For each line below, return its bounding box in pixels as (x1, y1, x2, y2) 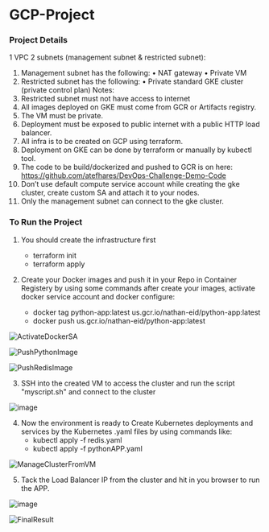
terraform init (32, 250, 77, 260)
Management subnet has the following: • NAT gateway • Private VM (20, 68, 247, 78)
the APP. (20, 483, 50, 493)
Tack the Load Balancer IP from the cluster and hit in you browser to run (20, 475, 260, 485)
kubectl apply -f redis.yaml (32, 435, 122, 444)
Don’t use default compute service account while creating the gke (20, 179, 240, 189)
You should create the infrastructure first (20, 235, 156, 245)
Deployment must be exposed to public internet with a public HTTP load (20, 119, 260, 130)
